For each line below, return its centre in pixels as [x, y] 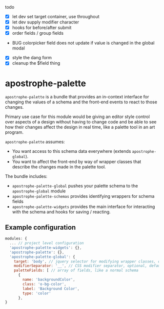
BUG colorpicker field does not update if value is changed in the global [83, 43]
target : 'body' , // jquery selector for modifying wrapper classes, [85, 261]
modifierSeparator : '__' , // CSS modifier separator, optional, [81, 266]
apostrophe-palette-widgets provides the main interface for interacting [83, 207]
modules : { [16, 239]
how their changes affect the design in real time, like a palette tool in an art [80, 127]
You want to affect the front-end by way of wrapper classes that [77, 162]
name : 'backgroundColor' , [49, 280]
